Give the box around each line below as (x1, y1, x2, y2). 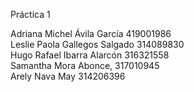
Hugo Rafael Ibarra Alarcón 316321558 (10, 49, 170, 61)
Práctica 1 (10, 9, 51, 20)
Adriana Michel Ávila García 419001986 (10, 28, 172, 39)
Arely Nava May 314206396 (10, 70, 126, 82)
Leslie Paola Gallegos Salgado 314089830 (10, 39, 185, 50)
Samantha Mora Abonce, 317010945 (10, 60, 160, 71)
